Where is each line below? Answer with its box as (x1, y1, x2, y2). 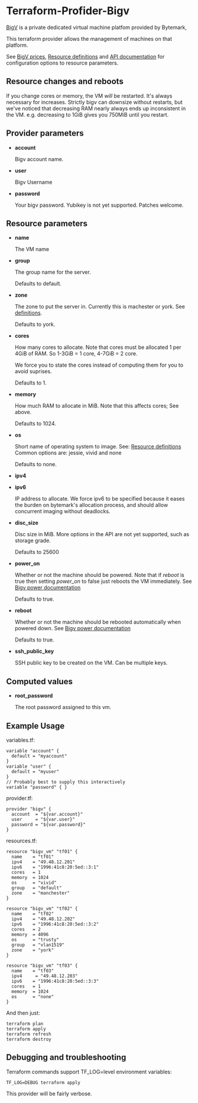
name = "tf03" (11, 968, 54, 974)
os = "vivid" (11, 880, 57, 886)
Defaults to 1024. (14, 420, 56, 427)
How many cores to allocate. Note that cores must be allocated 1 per (14, 344, 181, 351)
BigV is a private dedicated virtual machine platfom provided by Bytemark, (6, 24, 187, 31)
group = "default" (11, 885, 62, 891)
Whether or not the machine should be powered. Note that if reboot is (14, 572, 184, 579)
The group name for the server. (14, 268, 92, 276)
